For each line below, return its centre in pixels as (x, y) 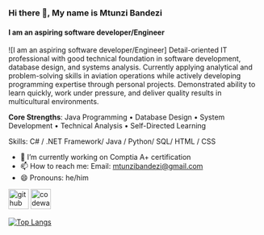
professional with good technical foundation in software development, (125, 59)
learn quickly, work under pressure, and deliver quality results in (115, 93)
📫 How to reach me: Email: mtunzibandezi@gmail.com (111, 166)
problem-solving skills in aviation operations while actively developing (125, 76)
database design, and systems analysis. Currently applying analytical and (130, 67)
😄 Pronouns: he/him (54, 178)
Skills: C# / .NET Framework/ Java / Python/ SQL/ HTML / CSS (112, 141)
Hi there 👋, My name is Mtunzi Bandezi (86, 13)
